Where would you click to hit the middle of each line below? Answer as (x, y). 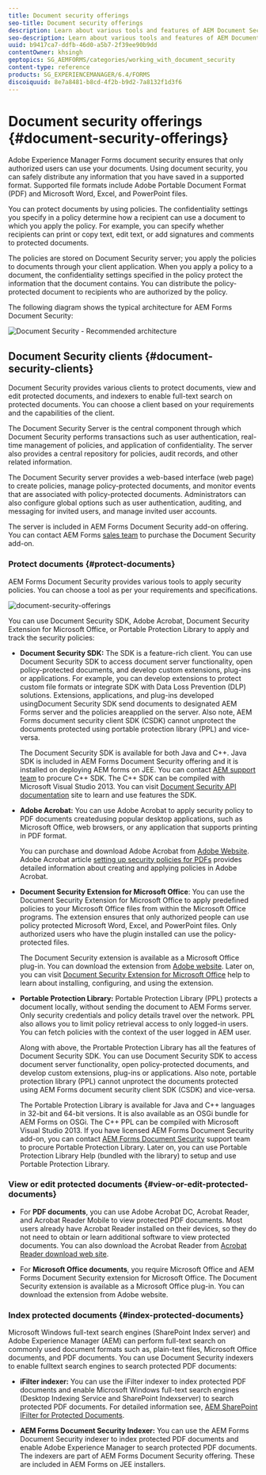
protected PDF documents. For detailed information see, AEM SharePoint (139, 1407)
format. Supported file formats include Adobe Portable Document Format (127, 185)
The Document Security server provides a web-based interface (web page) (131, 478)
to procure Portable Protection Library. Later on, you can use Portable (133, 1147)
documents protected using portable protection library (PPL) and (125, 729)
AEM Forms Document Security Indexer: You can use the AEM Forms (134, 1431)
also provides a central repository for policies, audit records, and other (123, 454)
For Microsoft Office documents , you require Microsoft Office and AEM (137, 1269)
